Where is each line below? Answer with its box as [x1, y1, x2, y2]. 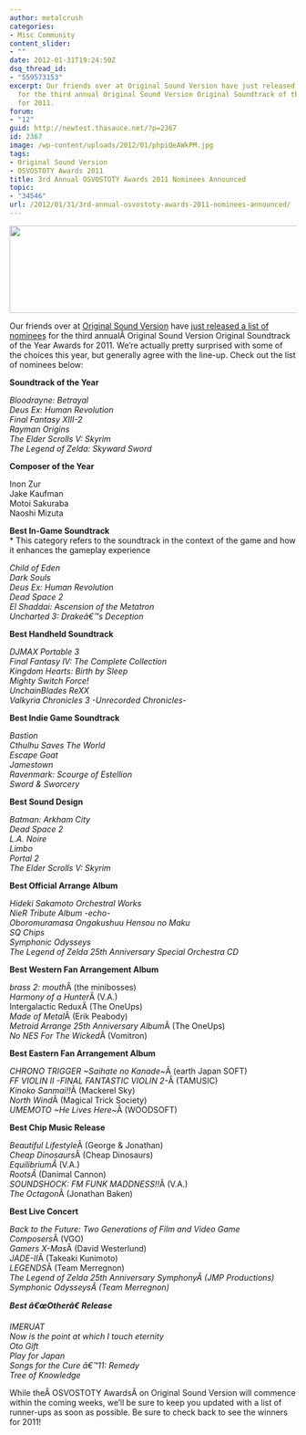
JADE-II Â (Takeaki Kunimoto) [9, 1252, 118, 1263]
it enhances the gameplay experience [9, 544, 151, 555]
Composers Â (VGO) [9, 1233, 85, 1244]
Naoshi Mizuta [9, 508, 64, 518]
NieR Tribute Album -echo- [9, 907, 111, 918]
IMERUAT [9, 1321, 46, 1332]
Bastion [9, 729, 38, 740]
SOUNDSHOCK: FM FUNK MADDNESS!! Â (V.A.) [9, 1178, 189, 1189]
